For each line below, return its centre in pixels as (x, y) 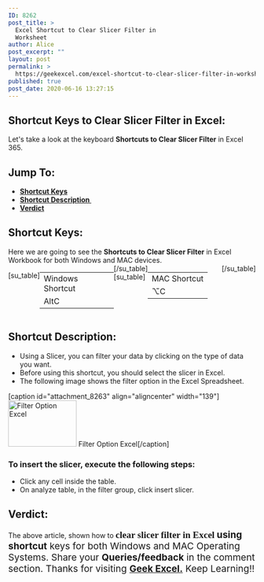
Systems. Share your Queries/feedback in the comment (132, 557)
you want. (36, 364)
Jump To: (31, 173)
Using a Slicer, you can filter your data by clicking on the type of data (131, 355)
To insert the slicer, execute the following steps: (102, 464)
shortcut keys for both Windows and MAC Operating (124, 546)
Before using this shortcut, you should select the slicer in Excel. (122, 372)
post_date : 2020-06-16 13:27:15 (61, 88)
